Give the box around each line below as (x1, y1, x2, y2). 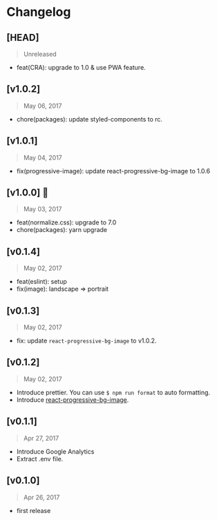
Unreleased (23, 50, 57, 58)
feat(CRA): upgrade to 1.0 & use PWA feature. (16, 64, 146, 71)
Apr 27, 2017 (23, 434, 59, 442)
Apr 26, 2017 (23, 493, 60, 501)
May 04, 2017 (23, 153, 63, 162)
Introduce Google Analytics (16, 447, 95, 456)
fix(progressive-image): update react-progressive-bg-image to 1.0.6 (16, 166, 211, 175)
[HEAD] (6, 32, 39, 44)
